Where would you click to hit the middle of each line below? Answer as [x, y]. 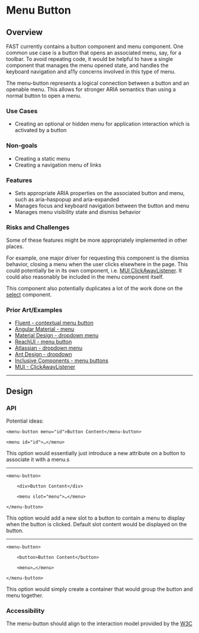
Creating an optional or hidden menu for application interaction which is [102, 124]
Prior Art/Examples [34, 310]
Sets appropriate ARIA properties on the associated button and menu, [99, 193]
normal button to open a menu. [44, 96]
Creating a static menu [42, 158]
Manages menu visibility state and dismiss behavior [78, 212]
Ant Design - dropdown [43, 354]
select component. [29, 295]
